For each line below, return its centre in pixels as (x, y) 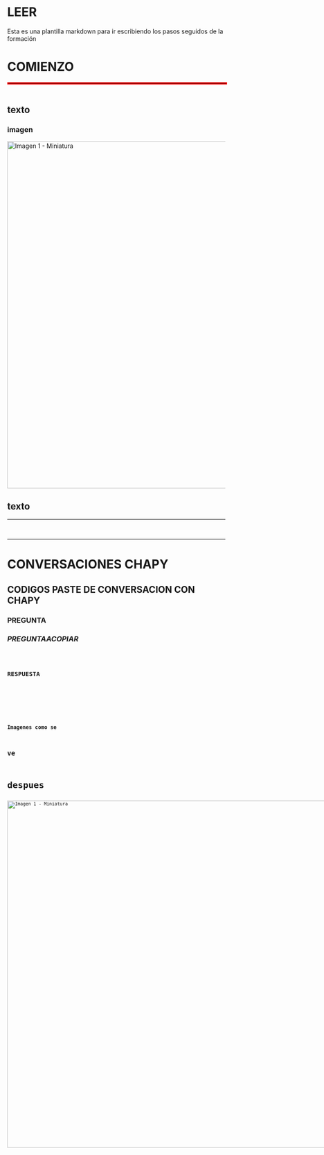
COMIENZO (40, 67)
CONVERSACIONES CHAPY (88, 564)
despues (26, 785)
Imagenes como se (32, 727)
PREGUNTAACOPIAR (43, 639)
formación (22, 38)
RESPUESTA (24, 674)
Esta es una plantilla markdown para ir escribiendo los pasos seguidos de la (115, 31)
